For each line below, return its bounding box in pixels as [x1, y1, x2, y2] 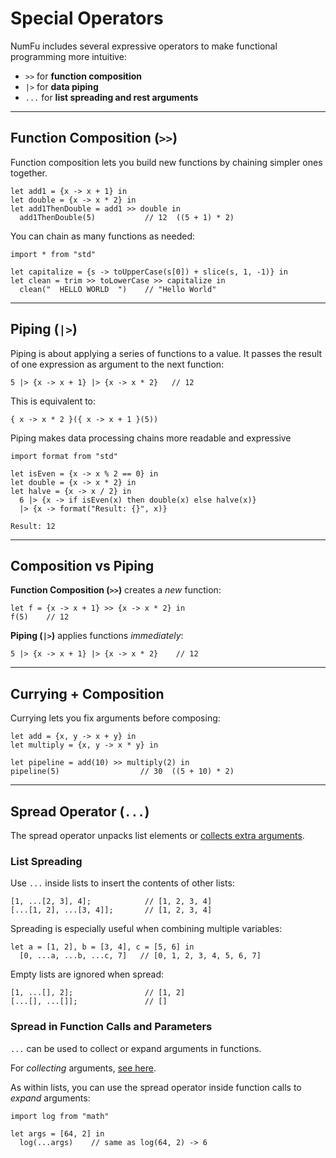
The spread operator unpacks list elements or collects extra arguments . [10, 830, 305, 841]
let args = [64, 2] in [10, 1128, 105, 1139]
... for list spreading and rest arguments [24, 91, 199, 103]
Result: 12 [10, 521, 56, 531]
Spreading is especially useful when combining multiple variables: [10, 923, 283, 935]
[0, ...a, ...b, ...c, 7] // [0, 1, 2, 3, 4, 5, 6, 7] [19, 951, 262, 961]
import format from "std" [10, 451, 118, 461]
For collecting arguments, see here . [10, 1062, 157, 1074]
